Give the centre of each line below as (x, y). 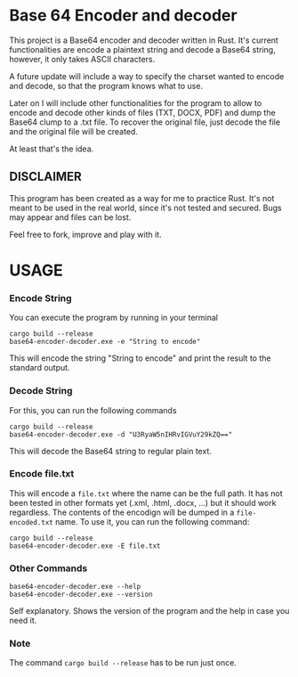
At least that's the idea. (52, 149)
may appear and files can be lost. (70, 217)
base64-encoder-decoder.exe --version (81, 595)
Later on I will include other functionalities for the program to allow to (136, 102)
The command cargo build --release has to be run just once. (123, 663)
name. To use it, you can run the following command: (152, 521)
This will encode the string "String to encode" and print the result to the (140, 358)
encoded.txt (31, 522)
